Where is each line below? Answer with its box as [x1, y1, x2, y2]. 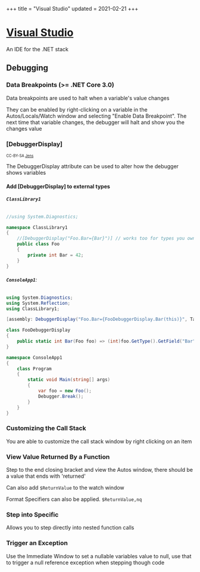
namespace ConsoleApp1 [6, 354, 62, 360]
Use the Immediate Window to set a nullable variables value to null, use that [6, 552, 192, 559]
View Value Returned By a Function [6, 453, 110, 461]
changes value [6, 125, 42, 132]
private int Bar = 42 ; [27, 252, 84, 258]
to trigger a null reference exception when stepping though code [6, 559, 165, 566]
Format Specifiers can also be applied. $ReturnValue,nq [6, 496, 142, 503]
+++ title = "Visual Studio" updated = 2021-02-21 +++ [6, 5, 139, 12]
